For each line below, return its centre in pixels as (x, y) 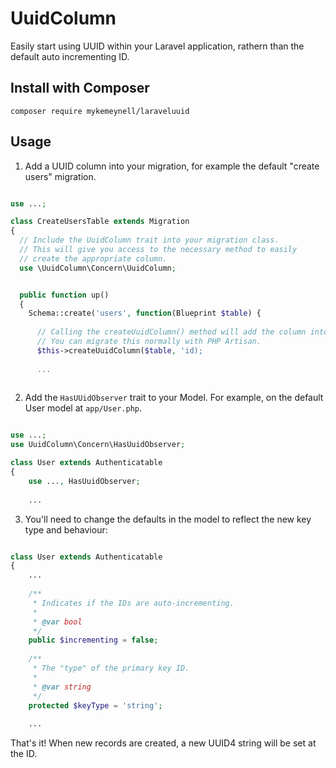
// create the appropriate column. (93, 258)
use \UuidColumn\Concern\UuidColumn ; (98, 268)
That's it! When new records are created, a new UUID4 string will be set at (163, 743)
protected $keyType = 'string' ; (95, 705)
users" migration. (60, 176)
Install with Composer (80, 88)
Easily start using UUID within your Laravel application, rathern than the (157, 46)
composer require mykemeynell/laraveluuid (100, 111)
